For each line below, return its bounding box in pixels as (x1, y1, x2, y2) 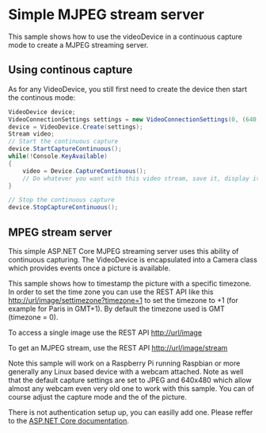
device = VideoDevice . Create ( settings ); (8, 123, 144, 131)
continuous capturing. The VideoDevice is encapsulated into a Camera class (8, 255, 257, 264)
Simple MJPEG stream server (8, 6, 204, 24)
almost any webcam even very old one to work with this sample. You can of (8, 383, 255, 393)
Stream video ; (8, 130, 55, 138)
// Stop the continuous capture (8, 196, 115, 204)
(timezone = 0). (8, 312, 59, 322)
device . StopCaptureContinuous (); (8, 204, 119, 212)
